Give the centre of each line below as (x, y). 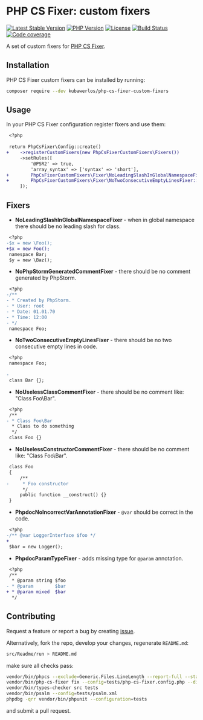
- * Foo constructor (37, 483)
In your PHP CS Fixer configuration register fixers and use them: (86, 124)
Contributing (31, 617)
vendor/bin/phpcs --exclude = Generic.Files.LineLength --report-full (94, 677)
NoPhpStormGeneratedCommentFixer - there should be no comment (103, 272)
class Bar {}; (27, 380)
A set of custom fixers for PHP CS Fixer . (56, 46)
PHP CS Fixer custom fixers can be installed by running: (76, 79)
